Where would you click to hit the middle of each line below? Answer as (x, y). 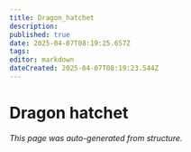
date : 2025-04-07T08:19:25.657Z (70, 43)
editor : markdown (42, 60)
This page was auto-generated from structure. (96, 138)
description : (34, 26)
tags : (19, 52)
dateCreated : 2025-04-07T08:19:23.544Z (84, 69)
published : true (40, 34)
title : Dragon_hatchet (52, 18)
